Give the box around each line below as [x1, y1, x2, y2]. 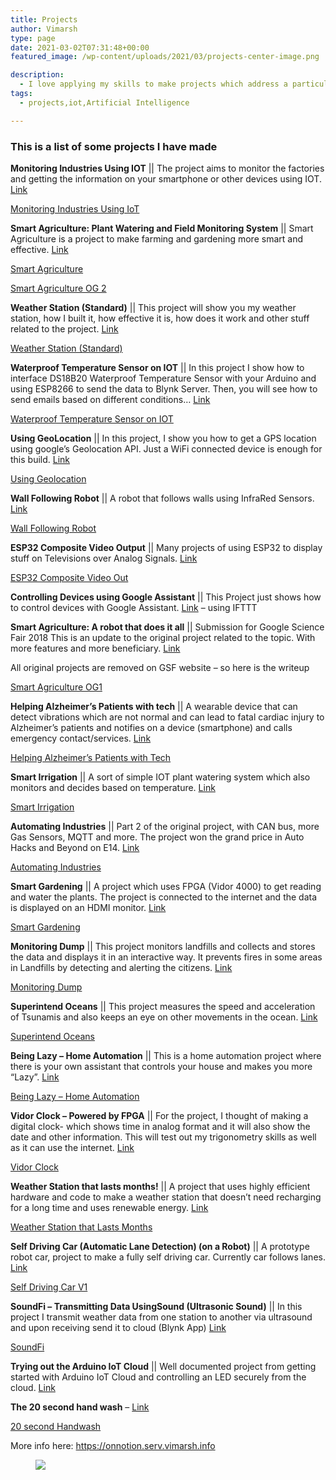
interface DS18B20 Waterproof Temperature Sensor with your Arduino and [10, 372, 317, 384]
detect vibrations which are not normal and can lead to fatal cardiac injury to [10, 711, 325, 723]
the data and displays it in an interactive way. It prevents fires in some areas [10, 951, 323, 963]
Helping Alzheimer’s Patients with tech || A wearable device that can [10, 700, 298, 712]
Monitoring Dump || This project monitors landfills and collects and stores [10, 940, 316, 952]
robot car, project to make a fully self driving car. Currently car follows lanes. [10, 1251, 326, 1263]
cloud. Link [10, 1381, 56, 1393]
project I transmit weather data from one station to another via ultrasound [10, 1311, 313, 1323]
